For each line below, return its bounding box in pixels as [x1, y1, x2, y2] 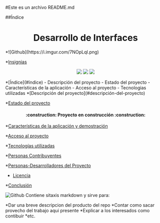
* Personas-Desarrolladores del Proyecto [5, 163, 91, 169]
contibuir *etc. [5, 213, 36, 219]
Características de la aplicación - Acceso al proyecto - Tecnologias [5, 84, 146, 91]
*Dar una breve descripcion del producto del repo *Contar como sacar [5, 202, 155, 208]
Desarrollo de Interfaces [33, 32, 138, 44]
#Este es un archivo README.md [5, 5, 75, 10]
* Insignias [5, 59, 27, 65]
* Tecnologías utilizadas [5, 143, 55, 149]
